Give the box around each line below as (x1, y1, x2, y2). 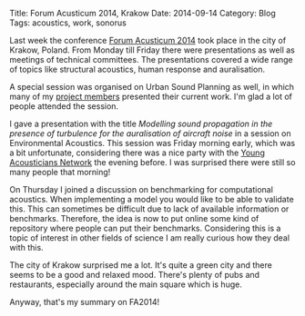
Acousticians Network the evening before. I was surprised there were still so (9, 157, 296, 167)
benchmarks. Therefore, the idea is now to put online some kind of (9, 213, 259, 223)
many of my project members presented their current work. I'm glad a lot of (9, 91, 293, 102)
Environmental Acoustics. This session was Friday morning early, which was (9, 138, 296, 148)
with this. (9, 242, 44, 252)
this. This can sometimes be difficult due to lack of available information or (9, 203, 290, 214)
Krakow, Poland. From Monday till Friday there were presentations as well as (9, 44, 296, 55)
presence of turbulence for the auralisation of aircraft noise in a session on (9, 128, 291, 139)
